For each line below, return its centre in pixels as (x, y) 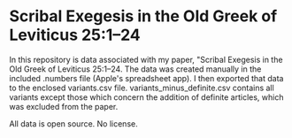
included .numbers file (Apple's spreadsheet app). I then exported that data (146, 78)
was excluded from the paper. (64, 106)
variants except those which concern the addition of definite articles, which (146, 97)
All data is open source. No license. (74, 123)
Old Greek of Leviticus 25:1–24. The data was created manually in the (135, 69)
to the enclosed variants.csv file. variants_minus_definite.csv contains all (142, 88)
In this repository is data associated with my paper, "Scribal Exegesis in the (146, 59)
